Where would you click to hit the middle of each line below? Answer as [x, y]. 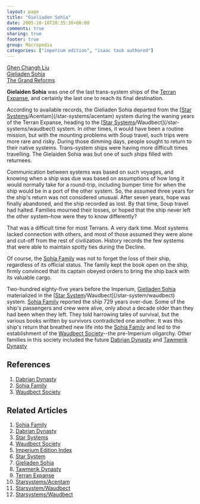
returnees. [19, 160]
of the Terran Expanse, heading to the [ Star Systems [71, 122]
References [29, 365]
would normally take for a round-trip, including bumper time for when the [96, 184]
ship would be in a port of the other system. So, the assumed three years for [100, 191]
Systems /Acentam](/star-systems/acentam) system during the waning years [101, 116]
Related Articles [37, 410]
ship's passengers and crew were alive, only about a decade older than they [100, 308]
